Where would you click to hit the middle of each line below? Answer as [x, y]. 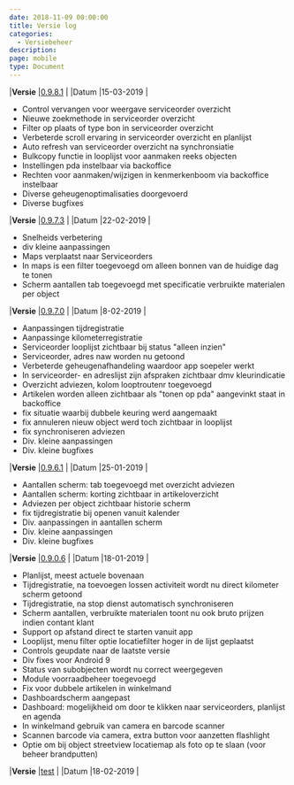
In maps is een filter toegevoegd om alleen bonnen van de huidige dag [150, 266]
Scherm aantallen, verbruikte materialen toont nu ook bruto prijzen [143, 612]
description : [33, 50]
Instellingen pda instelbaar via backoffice [97, 165]
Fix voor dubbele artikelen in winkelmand [97, 688]
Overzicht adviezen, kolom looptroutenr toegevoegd [117, 384]
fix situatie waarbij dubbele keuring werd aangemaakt [120, 412]
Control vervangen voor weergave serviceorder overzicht [126, 109]
